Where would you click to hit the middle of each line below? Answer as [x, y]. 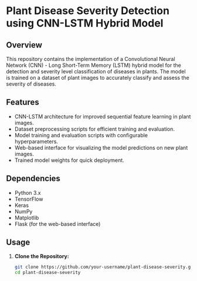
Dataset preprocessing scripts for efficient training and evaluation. [94, 129]
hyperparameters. [36, 141]
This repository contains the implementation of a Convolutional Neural [91, 59]
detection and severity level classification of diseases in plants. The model [96, 71]
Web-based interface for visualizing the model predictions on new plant [101, 147]
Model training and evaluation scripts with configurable [81, 135]
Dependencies [33, 179]
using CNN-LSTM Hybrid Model [85, 23]
